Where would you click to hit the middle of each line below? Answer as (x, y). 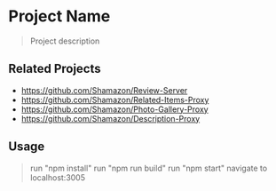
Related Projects (55, 69)
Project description (65, 41)
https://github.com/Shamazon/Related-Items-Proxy (115, 99)
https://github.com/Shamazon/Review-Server (104, 90)
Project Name (59, 16)
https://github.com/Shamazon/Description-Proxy (110, 118)
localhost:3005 (58, 177)
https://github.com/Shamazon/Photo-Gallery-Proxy (115, 109)
